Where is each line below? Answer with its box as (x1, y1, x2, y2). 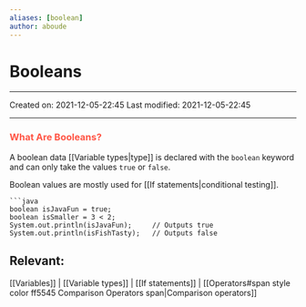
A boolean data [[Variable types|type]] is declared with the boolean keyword (9, 151, 294, 162)
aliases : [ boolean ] (9, 13, 84, 23)
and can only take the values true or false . (9, 161, 171, 172)
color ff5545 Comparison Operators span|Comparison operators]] (9, 287, 258, 298)
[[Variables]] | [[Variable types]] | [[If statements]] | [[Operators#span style (9, 277, 291, 288)
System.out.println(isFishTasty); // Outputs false (9, 229, 219, 238)
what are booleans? (9, 131, 102, 144)
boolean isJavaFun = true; (9, 204, 112, 214)
